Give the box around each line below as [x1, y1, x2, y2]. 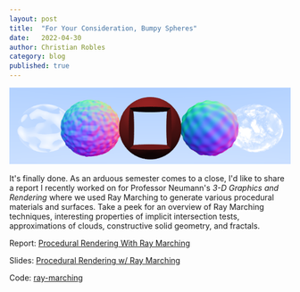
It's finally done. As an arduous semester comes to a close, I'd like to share [9, 173, 285, 184]
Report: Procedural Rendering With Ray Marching [9, 238, 190, 249]
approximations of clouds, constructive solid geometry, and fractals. [9, 221, 261, 231]
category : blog [9, 52, 66, 62]
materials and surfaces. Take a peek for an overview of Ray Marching [9, 202, 265, 213]
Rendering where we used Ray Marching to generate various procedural [9, 192, 275, 203]
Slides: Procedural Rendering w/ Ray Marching [9, 255, 181, 266]
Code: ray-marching [9, 272, 83, 283]
